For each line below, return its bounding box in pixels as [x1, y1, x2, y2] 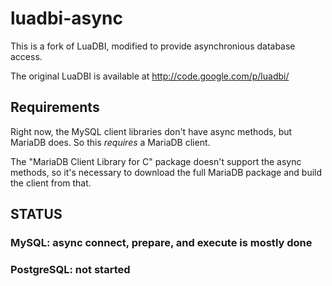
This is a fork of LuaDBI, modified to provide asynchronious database [10, 40, 296, 52]
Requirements [10, 99, 100, 116]
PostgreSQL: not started [10, 262, 131, 276]
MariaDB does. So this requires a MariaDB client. [10, 136, 211, 148]
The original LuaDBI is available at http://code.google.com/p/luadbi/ [10, 70, 290, 82]
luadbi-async [10, 7, 123, 30]
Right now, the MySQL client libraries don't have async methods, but [10, 125, 293, 137]
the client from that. [10, 177, 92, 189]
